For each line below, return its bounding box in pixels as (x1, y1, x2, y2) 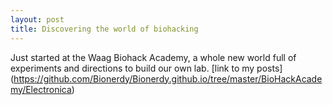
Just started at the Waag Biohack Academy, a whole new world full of (10, 51, 297, 63)
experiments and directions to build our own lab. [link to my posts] (10, 62, 283, 74)
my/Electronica (10, 83, 72, 95)
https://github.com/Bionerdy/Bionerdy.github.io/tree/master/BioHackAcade (13, 72, 323, 85)
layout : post (10, 14, 65, 25)
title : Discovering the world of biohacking (10, 24, 199, 34)
